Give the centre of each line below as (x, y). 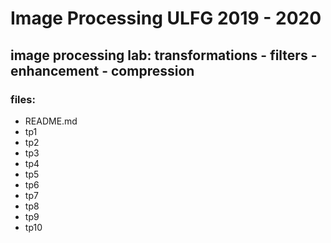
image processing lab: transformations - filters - (164, 55)
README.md (51, 121)
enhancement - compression (102, 70)
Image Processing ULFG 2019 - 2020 (166, 18)
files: (23, 99)
